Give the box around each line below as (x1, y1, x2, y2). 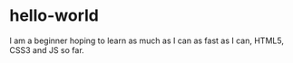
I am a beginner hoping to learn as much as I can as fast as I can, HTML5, (9, 35, 284, 46)
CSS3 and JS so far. (9, 44, 84, 55)
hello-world (9, 5, 100, 26)
